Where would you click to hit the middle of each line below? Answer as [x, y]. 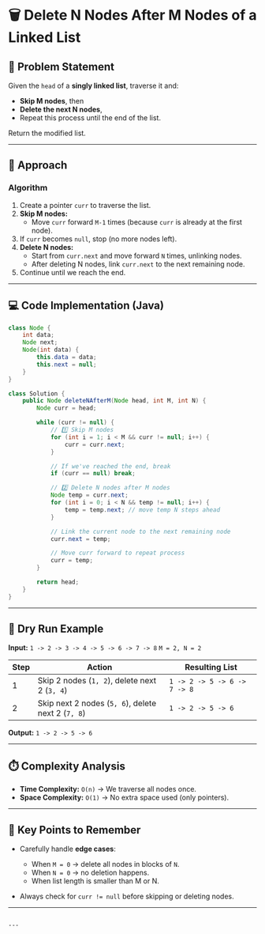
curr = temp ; [71, 561]
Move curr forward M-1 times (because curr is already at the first [137, 221]
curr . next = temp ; [80, 539]
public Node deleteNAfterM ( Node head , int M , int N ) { [114, 401]
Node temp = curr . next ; [89, 495]
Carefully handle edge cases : [67, 849]
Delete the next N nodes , [61, 109]
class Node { [30, 328]
